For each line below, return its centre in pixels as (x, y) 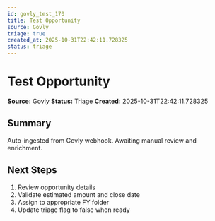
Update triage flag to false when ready (74, 210)
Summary (29, 123)
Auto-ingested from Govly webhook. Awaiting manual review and (102, 140)
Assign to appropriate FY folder (63, 202)
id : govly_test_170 (36, 14)
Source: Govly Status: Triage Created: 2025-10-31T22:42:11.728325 (108, 101)
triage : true (27, 34)
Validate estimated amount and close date (79, 194)
